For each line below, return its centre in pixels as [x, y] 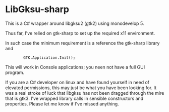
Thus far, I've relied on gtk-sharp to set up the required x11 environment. [80, 33]
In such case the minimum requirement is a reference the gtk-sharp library [82, 43]
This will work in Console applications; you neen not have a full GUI [75, 67]
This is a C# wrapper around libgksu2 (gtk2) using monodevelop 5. [75, 23]
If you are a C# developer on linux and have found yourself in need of [77, 82]
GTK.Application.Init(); [49, 58]
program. [15, 72]
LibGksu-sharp [37, 9]
